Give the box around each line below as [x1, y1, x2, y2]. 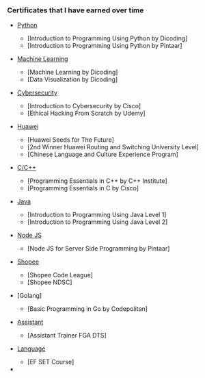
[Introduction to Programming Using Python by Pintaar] [27, 42, 182, 50]
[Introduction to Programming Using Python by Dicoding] [27, 34, 188, 42]
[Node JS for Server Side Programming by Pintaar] [27, 244, 170, 253]
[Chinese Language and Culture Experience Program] [27, 150, 179, 159]
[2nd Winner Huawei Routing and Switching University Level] [27, 143, 200, 151]
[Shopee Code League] [27, 271, 94, 279]
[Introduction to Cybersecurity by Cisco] [27, 102, 141, 110]
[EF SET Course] [27, 358, 74, 366]
